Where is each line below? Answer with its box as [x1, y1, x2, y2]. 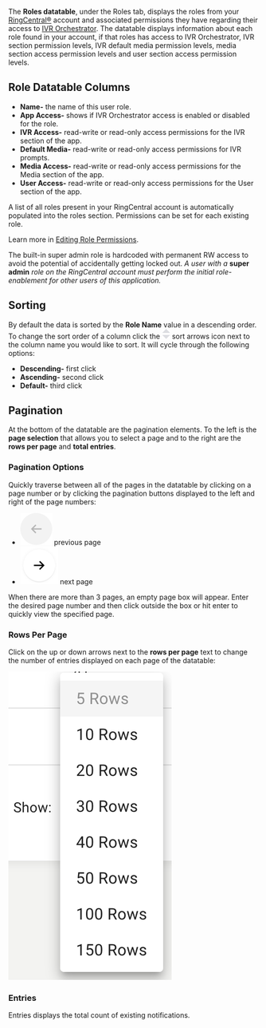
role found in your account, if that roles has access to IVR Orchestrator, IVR [8, 32, 255, 42]
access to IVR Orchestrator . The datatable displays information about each [8, 24, 253, 33]
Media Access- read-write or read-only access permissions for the [19, 161, 241, 171]
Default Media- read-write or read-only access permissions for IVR [19, 144, 241, 154]
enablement [8, 275, 48, 285]
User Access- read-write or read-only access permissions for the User [19, 178, 254, 188]
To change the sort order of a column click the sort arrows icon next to [8, 331, 251, 341]
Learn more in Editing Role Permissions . [8, 235, 139, 244]
